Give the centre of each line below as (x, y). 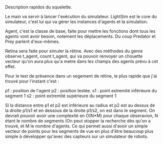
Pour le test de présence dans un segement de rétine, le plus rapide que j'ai (81, 76)
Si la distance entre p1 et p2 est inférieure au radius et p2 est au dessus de (80, 105)
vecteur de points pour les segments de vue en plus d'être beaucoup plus (79, 131)
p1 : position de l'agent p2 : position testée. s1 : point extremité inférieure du (81, 91)
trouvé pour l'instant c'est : (32, 81)
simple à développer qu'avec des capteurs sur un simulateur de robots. (77, 136)
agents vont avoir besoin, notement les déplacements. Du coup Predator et (81, 36)
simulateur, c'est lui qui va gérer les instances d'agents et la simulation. (77, 22)
